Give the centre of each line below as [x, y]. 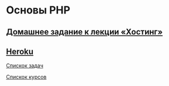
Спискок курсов [26, 77]
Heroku [20, 51]
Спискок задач [25, 66]
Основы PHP [38, 10]
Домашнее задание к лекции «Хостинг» [84, 32]
